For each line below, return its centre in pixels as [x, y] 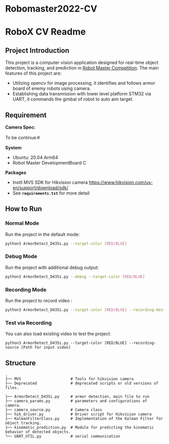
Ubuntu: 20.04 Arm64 [35, 157]
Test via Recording [28, 322]
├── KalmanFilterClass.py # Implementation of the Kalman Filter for [84, 419]
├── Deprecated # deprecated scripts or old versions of [82, 383]
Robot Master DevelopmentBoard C [49, 163]
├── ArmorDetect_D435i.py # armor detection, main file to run [77, 397]
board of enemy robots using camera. [52, 88]
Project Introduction [37, 50]
